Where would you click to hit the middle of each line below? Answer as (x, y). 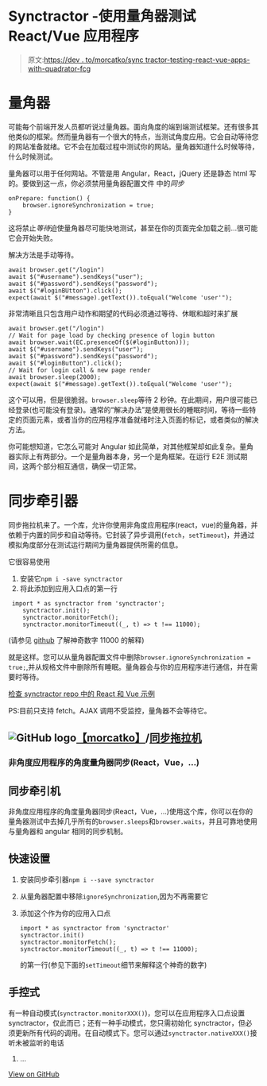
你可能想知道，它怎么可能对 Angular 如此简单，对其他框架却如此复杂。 (124, 446)
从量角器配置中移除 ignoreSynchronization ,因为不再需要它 (114, 896)
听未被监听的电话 (36, 1042)
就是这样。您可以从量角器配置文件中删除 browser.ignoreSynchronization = (130, 657)
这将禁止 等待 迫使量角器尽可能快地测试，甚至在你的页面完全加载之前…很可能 (133, 228)
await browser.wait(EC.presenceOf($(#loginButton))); (99, 342)
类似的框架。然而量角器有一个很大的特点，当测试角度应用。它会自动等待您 (137, 137)
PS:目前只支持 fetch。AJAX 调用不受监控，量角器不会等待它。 (110, 710)
